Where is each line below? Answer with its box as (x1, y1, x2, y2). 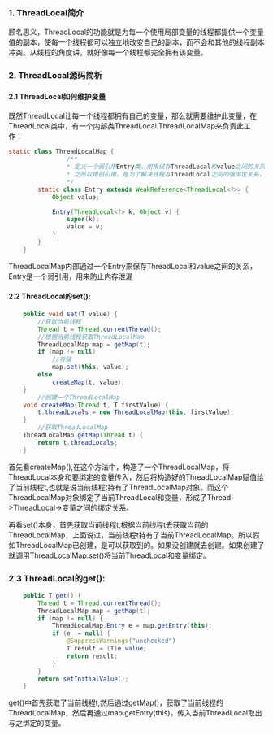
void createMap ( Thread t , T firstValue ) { (23, 401, 169, 409)
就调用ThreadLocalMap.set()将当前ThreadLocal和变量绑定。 (8, 550, 211, 560)
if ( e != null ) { (51, 629, 111, 637)
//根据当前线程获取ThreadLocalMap (37, 333, 145, 341)
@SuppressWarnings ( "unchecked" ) (66, 637, 176, 646)
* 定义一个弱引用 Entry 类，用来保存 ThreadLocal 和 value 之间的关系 (66, 163, 266, 172)
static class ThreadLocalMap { (8, 148, 115, 156)
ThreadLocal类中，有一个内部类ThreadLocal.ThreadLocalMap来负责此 (8, 121, 244, 131)
